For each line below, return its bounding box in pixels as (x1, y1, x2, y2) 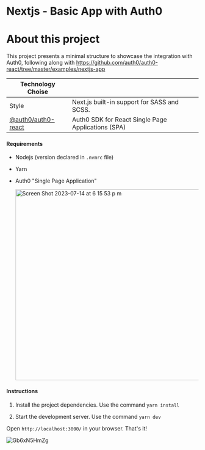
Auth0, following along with (6, 59, 75, 67)
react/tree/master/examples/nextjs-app (6, 65, 106, 73)
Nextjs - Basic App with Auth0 (6, 4, 163, 18)
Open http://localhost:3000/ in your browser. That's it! (6, 424, 148, 432)
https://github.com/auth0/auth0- (76, 59, 159, 67)
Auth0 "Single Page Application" (15, 177, 97, 184)
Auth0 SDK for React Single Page (72, 115, 167, 124)
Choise (27, 87, 49, 96)
